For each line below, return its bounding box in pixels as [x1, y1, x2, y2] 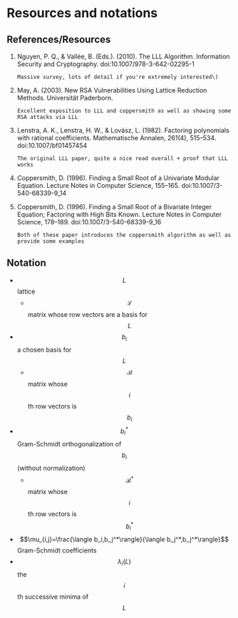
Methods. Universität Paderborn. [16, 94, 113, 102]
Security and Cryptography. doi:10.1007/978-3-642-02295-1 [16, 60, 195, 68]
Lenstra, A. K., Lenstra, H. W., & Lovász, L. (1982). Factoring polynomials [16, 126, 229, 135]
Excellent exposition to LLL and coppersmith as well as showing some [16, 108, 232, 115]
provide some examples [16, 238, 85, 245]
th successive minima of [16, 592, 89, 601]
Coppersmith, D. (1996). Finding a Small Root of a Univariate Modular [16, 174, 220, 182]
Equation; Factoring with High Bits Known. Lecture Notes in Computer [16, 210, 222, 219]
